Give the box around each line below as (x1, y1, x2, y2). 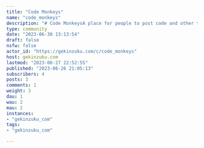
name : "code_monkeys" (6, 15, 61, 21)
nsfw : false (6, 43, 36, 49)
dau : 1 (6, 93, 23, 99)
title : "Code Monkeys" (6, 8, 64, 15)
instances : (6, 110, 34, 116)
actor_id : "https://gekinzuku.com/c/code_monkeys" (6, 49, 137, 55)
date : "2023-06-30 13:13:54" (6, 32, 80, 38)
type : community (6, 25, 47, 32)
